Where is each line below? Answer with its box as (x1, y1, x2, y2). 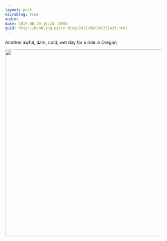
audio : (5, 16, 19, 21)
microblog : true (5, 12, 39, 17)
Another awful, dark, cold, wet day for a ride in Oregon (5, 39, 117, 45)
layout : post (5, 7, 32, 12)
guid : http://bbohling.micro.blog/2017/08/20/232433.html (5, 26, 128, 31)
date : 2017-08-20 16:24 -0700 (5, 21, 68, 26)
